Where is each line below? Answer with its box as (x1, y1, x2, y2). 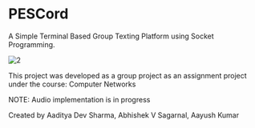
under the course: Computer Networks (8, 79, 136, 89)
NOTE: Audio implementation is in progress (8, 94, 151, 104)
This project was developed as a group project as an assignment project (8, 70, 247, 80)
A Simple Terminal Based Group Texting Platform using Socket (8, 31, 214, 41)
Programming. (8, 39, 55, 49)
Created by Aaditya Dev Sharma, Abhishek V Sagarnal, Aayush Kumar (8, 110, 239, 120)
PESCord (8, 5, 69, 23)
